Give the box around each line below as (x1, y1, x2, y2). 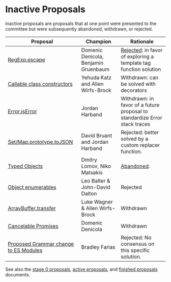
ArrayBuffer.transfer (8, 204, 56, 212)
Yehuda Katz (81, 74, 112, 81)
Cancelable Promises (8, 222, 59, 229)
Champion (85, 38, 111, 45)
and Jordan (81, 138, 108, 145)
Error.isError (8, 108, 37, 115)
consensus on (121, 240, 155, 247)
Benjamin (81, 59, 104, 66)
